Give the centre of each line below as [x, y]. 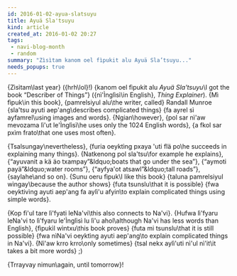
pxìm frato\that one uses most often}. [62, 132]
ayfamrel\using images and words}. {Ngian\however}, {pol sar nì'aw [106, 117]
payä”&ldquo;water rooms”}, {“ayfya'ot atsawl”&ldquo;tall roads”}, [104, 169]
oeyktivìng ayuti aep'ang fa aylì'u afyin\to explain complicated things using [116, 191]
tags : [15, 41]
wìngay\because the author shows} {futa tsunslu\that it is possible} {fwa [113, 184]
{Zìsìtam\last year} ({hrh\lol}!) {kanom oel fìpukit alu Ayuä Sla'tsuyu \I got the [118, 87]
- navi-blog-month [38, 47]
